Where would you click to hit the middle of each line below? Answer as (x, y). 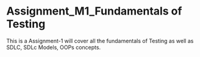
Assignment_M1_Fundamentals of (94, 11)
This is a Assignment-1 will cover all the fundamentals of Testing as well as (100, 41)
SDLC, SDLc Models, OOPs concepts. (54, 47)
